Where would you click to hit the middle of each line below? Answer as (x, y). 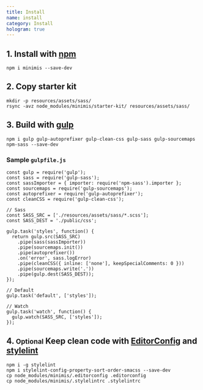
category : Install (30, 23)
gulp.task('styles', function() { (50, 231)
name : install (24, 18)
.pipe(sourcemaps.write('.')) (56, 269)
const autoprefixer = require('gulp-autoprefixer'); (75, 193)
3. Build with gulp (40, 125)
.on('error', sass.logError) (54, 258)
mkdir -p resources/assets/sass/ (49, 101)
